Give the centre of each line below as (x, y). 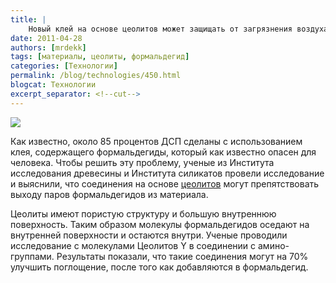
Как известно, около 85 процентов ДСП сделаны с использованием (156, 141)
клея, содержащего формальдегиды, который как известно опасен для (163, 152)
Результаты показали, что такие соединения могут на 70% (182, 256)
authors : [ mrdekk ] (48, 47)
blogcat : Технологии (53, 85)
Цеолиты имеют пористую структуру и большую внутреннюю (143, 213)
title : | (28, 19)
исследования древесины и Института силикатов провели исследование (167, 173)
